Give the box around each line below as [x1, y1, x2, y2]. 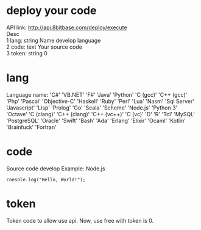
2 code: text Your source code [6, 43, 82, 51]
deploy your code [6, 4, 97, 18]
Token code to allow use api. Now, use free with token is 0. [6, 217, 154, 224]
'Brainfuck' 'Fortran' [6, 123, 57, 131]
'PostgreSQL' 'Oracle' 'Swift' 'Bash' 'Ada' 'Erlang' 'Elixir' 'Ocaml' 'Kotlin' [6, 117, 186, 124]
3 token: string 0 [6, 49, 48, 57]
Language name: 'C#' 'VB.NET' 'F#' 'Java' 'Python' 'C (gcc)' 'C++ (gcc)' [6, 91, 188, 98]
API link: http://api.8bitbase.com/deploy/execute [6, 24, 127, 31]
